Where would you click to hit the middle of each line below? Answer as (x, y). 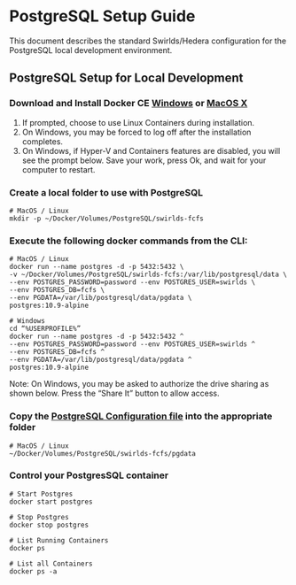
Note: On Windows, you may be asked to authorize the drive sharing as (139, 384)
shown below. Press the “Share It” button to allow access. (114, 393)
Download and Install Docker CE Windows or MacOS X (129, 104)
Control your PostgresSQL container (89, 475)
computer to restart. (58, 169)
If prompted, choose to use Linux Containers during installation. (138, 122)
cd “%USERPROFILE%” (45, 329)
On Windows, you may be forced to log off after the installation (136, 132)
